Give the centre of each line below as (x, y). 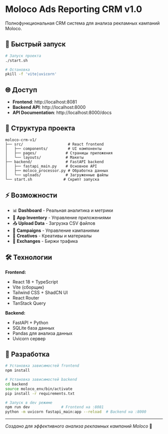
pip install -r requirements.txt (40, 393)
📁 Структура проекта (40, 128)
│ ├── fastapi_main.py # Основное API (51, 166)
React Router (26, 298)
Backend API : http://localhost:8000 (49, 107)
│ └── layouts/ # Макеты (44, 157)
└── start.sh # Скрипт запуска (52, 179)
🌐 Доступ (21, 90)
